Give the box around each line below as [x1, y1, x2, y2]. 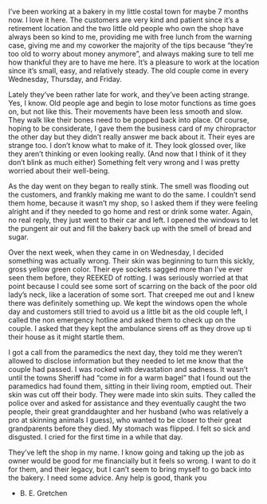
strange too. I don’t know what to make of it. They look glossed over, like [8, 141, 246, 150]
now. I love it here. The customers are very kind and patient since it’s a [8, 15, 240, 25]
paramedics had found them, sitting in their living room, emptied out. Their [8, 381, 253, 391]
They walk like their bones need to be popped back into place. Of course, [8, 115, 249, 124]
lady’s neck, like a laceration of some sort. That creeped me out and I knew [8, 290, 255, 299]
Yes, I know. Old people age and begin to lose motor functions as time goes [8, 99, 257, 107]
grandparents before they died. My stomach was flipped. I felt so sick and [8, 424, 251, 433]
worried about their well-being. [8, 166, 110, 175]
